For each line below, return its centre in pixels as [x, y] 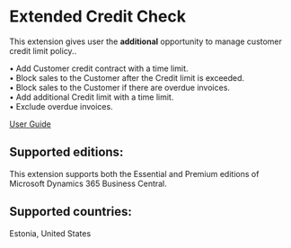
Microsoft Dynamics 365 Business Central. [88, 183]
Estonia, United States [50, 233]
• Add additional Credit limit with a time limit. [92, 97]
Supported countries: [71, 212]
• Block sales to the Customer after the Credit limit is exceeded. [127, 77]
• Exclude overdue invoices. [62, 106]
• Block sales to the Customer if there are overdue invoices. [120, 87]
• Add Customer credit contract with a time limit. [99, 68]
